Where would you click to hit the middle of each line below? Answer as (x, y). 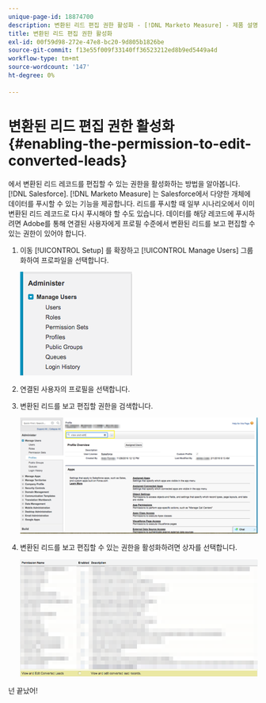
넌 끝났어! (23, 690)
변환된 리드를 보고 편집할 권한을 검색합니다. (86, 405)
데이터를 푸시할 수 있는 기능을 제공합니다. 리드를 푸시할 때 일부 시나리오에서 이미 (132, 203)
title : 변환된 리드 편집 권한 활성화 (61, 33)
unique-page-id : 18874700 (51, 17)
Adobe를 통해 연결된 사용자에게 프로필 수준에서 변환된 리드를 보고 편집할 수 (139, 223)
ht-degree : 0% (32, 75)
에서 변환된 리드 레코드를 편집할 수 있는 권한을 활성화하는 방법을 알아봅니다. (124, 183)
